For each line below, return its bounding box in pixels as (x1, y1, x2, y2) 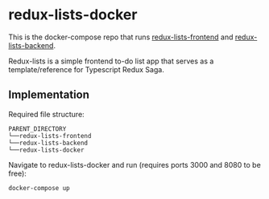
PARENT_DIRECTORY (8, 124, 67, 133)
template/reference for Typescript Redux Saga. (8, 64, 165, 74)
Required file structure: (8, 109, 85, 119)
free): (8, 169, 27, 178)
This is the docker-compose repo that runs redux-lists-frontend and (8, 32, 234, 42)
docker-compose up (8, 184, 70, 192)
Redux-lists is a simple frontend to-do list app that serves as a (8, 56, 214, 66)
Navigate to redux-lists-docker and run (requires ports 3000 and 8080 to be (8, 160, 262, 169)
